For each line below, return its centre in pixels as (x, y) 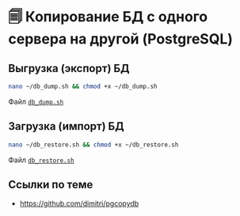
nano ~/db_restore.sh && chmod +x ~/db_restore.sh (93, 145)
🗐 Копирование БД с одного (108, 17)
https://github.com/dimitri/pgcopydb (79, 203)
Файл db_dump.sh (36, 101)
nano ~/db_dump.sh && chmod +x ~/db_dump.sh (83, 86)
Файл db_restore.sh (41, 160)
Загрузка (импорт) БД (66, 126)
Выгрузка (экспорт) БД (69, 68)
